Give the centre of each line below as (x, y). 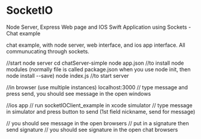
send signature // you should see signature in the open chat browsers (92, 129)
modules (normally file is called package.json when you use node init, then (98, 69)
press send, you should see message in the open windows (79, 93)
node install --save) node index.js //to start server (67, 75)
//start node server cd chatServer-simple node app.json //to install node (95, 63)
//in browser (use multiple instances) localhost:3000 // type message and (97, 87)
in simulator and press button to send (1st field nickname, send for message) (101, 111)
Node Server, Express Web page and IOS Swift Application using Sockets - (99, 27)
